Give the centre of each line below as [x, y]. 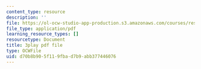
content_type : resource [36, 12]
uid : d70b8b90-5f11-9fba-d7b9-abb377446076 [61, 56]
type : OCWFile [24, 51]
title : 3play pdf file [34, 46]
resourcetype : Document [36, 40]
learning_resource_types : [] [42, 34]
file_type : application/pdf [41, 28]
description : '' [26, 17]
